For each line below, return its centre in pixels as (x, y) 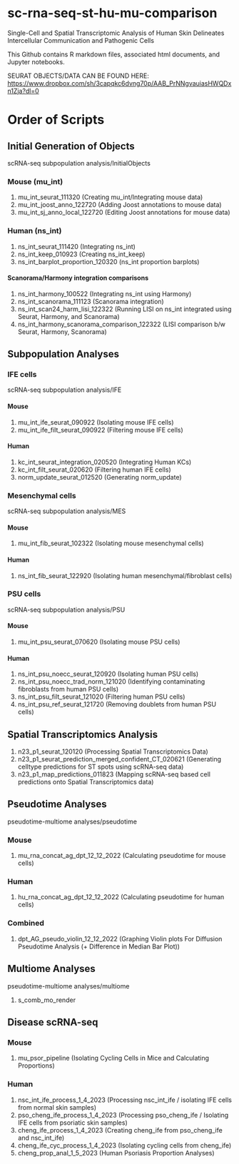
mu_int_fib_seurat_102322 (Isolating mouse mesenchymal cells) (111, 543)
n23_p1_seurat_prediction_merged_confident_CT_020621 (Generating (119, 759)
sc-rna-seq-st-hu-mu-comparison (112, 13)
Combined (26, 923)
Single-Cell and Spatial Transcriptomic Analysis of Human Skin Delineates (116, 33)
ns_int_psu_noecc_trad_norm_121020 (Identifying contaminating (111, 682)
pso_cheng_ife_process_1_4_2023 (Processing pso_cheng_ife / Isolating (123, 1115)
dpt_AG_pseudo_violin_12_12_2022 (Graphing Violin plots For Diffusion (120, 938)
